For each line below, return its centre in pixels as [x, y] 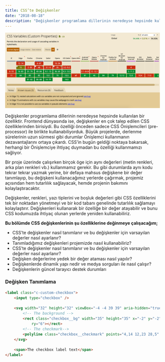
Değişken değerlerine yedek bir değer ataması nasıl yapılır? [72, 259]
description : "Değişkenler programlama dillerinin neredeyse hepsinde [79, 21]
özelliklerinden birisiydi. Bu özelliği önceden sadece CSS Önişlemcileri [76, 126]
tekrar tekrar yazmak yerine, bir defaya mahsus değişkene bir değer [74, 172]
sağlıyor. [14, 152]
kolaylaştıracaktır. [23, 188]
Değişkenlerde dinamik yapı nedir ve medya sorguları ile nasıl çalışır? [82, 264]
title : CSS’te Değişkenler [33, 10]
